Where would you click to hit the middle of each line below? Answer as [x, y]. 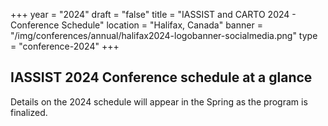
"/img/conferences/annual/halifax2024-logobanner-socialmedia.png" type [164, 35]
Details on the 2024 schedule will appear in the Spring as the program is [159, 101]
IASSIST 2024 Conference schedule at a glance [161, 77]
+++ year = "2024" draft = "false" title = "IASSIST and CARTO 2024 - [153, 14]
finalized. [29, 112]
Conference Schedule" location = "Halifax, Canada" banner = [136, 25]
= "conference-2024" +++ [65, 46]
